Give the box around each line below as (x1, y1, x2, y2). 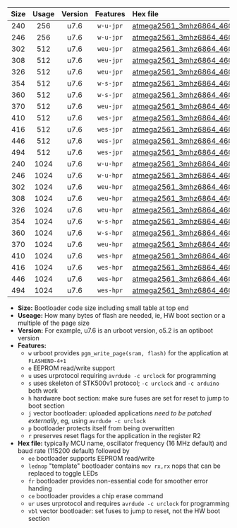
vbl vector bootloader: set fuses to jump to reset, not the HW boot (28, 507, 221, 515)
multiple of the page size (17, 318, 90, 327)
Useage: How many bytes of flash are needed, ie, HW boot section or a (17, 311, 226, 319)
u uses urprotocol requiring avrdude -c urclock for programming (28, 372, 217, 379)
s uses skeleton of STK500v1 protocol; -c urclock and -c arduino (28, 379, 220, 387)
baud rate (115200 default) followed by (17, 447, 130, 455)
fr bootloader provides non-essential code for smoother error (28, 477, 208, 485)
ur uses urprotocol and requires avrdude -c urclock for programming (28, 499, 230, 507)
